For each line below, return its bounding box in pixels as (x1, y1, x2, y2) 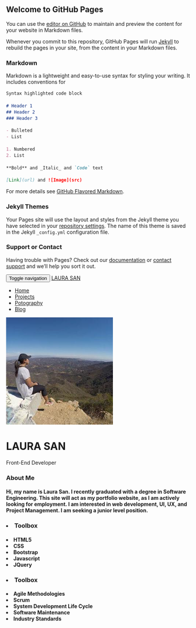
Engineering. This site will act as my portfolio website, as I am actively (6, 495, 180, 502)
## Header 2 (6, 109, 35, 115)
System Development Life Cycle (13, 603, 93, 610)
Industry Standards (13, 615, 62, 622)
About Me (6, 473, 35, 482)
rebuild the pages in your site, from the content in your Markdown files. (6, 44, 177, 51)
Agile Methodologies (13, 590, 66, 597)
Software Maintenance (13, 609, 70, 616)
